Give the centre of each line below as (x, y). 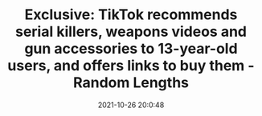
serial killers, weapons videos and (131, 32)
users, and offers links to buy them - (131, 66)
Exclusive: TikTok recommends (131, 15)
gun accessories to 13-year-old (131, 49)
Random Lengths (131, 83)
